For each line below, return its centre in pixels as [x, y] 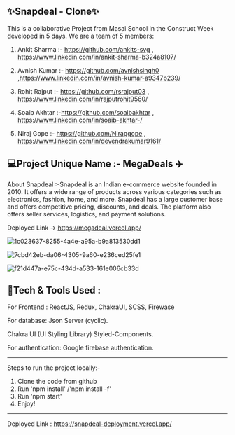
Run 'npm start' [40, 396]
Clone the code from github [57, 382]
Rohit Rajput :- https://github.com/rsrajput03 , [83, 91]
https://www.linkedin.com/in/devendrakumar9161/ [89, 141]
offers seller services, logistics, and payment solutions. [87, 214]
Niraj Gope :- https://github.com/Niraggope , [81, 133]
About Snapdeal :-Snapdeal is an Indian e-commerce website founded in [112, 184]
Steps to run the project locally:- [54, 368]
